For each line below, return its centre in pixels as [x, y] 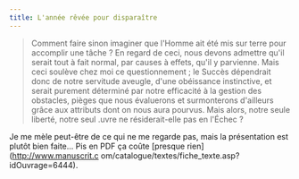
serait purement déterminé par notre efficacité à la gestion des [146, 90]
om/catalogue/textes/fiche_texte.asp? [170, 155]
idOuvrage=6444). [44, 165]
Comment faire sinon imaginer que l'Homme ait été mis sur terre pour [159, 43]
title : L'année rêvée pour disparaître [83, 17]
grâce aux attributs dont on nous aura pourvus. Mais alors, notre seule [161, 109]
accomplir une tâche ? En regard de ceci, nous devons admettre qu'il [158, 52]
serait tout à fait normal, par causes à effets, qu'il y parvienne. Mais [155, 62]
